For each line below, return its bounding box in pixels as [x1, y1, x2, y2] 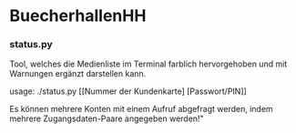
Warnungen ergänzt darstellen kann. [9, 68, 147, 79]
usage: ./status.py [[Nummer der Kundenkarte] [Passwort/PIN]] [9, 86, 248, 97]
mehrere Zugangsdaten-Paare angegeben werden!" [9, 113, 204, 124]
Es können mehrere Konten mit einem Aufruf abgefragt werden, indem [9, 104, 273, 115]
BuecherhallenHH [9, 5, 147, 26]
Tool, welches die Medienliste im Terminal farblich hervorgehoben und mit [9, 58, 288, 69]
